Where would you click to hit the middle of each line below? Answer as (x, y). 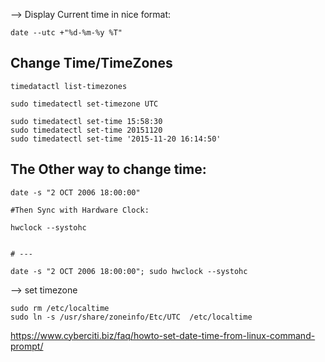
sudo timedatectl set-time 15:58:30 (86, 121)
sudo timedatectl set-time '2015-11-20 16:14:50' (116, 139)
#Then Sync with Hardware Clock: (80, 210)
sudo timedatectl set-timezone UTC (84, 104)
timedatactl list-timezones (69, 86)
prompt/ (27, 346)
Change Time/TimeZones (91, 63)
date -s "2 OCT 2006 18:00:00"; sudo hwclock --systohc (129, 271)
